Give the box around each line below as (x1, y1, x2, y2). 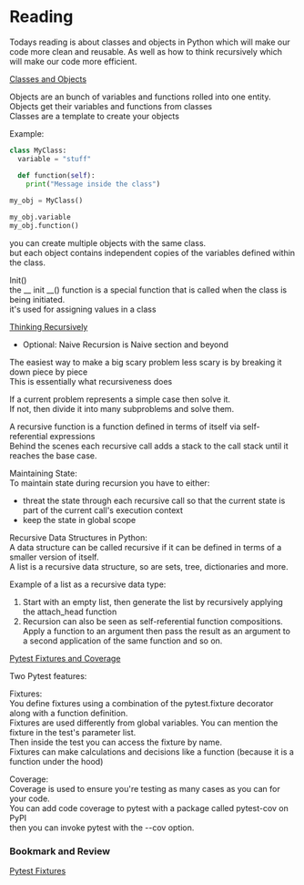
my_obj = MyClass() (9, 196, 84, 206)
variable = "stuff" (17, 154, 92, 163)
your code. (9, 793, 50, 804)
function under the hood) (9, 756, 104, 767)
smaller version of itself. (9, 551, 99, 562)
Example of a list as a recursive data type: (9, 579, 167, 590)
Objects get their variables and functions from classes (9, 100, 212, 111)
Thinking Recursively (9, 321, 88, 332)
